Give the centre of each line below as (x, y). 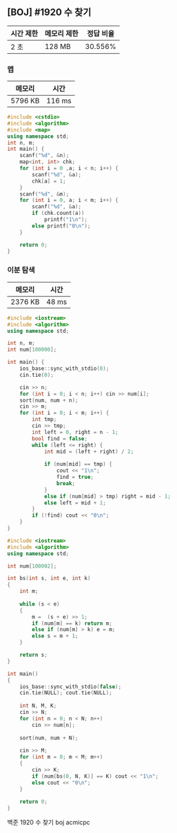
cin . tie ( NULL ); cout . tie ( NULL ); (66, 693)
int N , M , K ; (38, 706)
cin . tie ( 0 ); (37, 375)
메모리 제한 (62, 33)
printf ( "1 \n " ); (66, 220)
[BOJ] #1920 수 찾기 (49, 12)
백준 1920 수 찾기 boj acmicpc (49, 823)
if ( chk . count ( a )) (58, 213)
